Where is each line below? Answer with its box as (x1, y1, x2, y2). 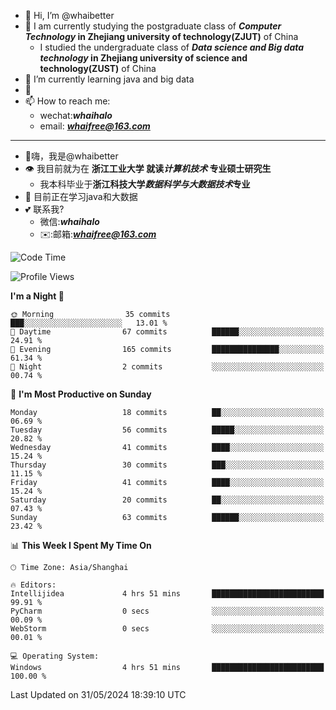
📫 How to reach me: (24, 95, 111, 107)
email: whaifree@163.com (39, 120, 151, 132)
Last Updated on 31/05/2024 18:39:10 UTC (10, 689, 187, 700)
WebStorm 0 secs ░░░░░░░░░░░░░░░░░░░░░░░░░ (10, 624, 325, 634)
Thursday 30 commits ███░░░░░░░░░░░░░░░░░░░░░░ (10, 460, 325, 470)
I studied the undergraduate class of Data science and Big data (39, 41, 305, 53)
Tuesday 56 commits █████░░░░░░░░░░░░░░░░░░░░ (10, 425, 325, 435)
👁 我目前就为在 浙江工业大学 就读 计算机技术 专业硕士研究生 (24, 163, 272, 174)
